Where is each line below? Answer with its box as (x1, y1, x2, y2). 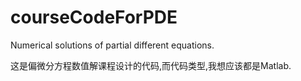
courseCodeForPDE (10, 6, 178, 29)
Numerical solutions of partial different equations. (10, 39, 215, 51)
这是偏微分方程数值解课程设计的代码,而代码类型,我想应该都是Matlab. (10, 59, 292, 71)
